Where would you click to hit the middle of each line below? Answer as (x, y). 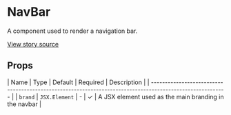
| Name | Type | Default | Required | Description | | (78, 82)
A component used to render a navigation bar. (72, 31)
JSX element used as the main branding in (164, 97)
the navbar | (24, 104)
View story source (33, 44)
